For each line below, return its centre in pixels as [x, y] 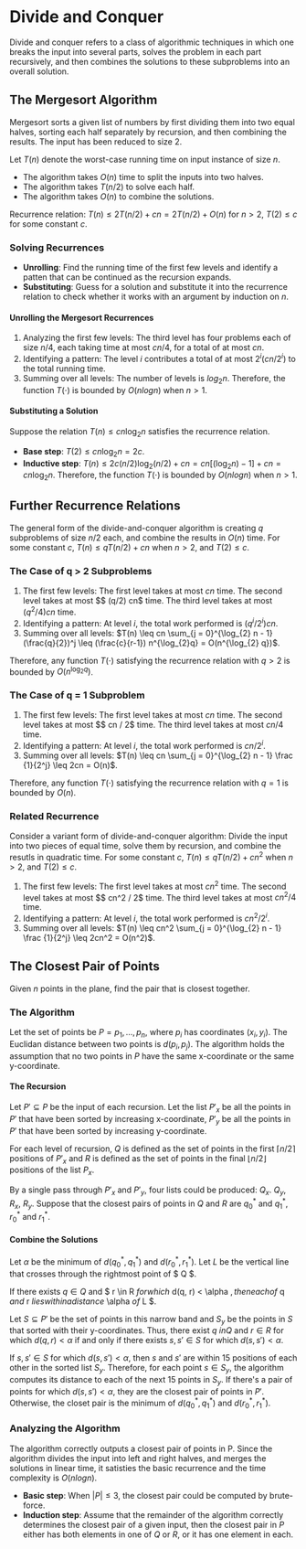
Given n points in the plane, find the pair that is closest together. [130, 988]
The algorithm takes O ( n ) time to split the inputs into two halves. [143, 176]
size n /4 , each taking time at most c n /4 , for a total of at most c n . [143, 347]
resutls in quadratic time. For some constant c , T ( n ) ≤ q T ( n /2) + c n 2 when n [152, 857]
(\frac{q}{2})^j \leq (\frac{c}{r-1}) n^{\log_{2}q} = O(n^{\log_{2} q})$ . [151, 643]
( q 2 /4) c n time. [49, 611]
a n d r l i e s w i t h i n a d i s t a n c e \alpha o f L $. [83, 1301]
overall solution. [39, 71]
